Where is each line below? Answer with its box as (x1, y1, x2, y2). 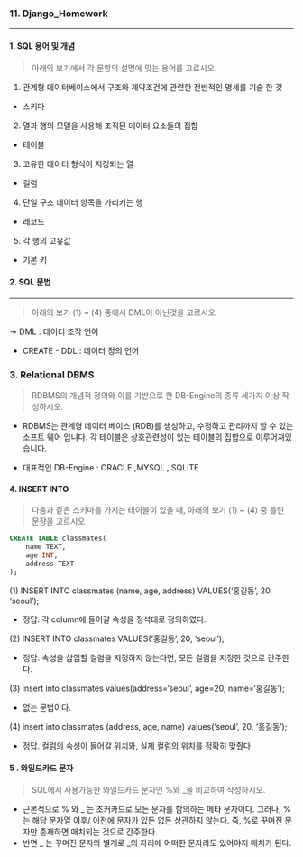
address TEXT (25, 559, 75, 568)
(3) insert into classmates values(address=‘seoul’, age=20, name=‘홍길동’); (9, 683, 286, 694)
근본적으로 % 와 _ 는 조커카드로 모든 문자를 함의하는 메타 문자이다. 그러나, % (22, 803, 291, 815)
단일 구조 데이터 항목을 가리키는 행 (22, 197, 143, 208)
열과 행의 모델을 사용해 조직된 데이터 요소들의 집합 (22, 120, 198, 131)
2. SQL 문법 (9, 276, 51, 287)
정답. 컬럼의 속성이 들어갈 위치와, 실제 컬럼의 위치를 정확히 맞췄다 (22, 740, 251, 751)
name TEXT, (25, 543, 67, 552)
